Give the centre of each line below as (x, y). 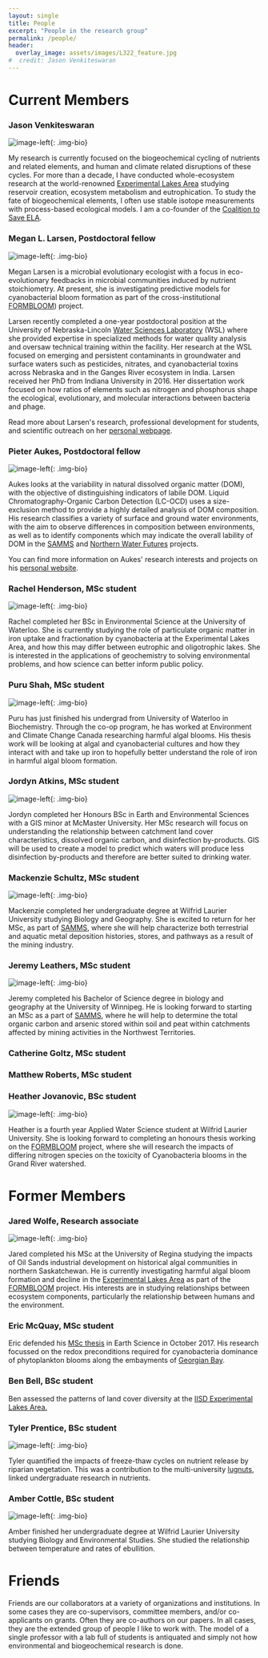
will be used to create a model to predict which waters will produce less (126, 848)
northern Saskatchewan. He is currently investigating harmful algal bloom (129, 1271)
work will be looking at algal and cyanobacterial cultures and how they (124, 743)
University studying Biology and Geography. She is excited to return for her (132, 920)
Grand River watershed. (47, 1163)
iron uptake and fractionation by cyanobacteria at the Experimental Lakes (129, 639)
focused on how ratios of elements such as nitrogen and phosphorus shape (133, 389)
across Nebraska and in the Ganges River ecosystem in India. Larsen (122, 372)
